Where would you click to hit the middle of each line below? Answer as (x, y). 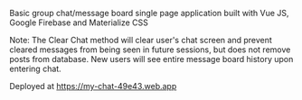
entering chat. (35, 68)
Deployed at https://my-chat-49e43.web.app (93, 86)
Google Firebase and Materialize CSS (79, 23)
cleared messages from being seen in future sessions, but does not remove (150, 50)
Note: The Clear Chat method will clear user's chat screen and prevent (141, 40)
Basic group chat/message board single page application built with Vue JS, (149, 13)
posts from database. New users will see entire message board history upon (151, 59)
